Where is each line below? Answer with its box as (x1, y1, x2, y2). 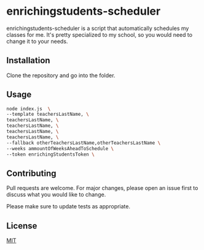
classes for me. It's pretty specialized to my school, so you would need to (6, 31, 192, 38)
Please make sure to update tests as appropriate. (6, 203, 131, 210)
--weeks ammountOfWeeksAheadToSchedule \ (6, 145, 114, 151)
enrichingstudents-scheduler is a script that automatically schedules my (6, 25, 189, 32)
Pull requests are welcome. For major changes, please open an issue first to (6, 184, 198, 192)
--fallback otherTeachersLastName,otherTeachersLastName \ (6, 140, 161, 146)
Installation (6, 55, 50, 66)
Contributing (6, 168, 57, 178)
